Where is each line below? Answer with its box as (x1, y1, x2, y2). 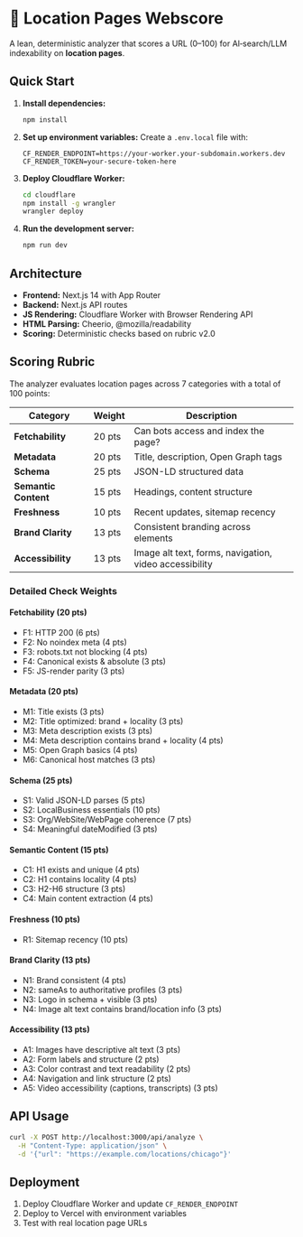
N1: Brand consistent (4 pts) (22, 974, 126, 985)
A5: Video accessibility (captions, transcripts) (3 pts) (22, 1083, 218, 1093)
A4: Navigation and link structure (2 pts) (22, 1074, 171, 1084)
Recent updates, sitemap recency (133, 506, 276, 518)
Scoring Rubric (9, 354, 96, 369)
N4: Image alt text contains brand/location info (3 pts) (22, 1003, 223, 1014)
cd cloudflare (22, 190, 76, 200)
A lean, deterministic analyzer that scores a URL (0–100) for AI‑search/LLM (9, 38, 288, 49)
